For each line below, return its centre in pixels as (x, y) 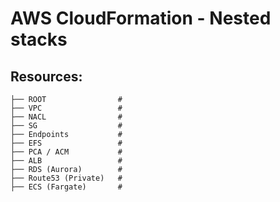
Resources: (46, 76)
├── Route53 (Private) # (66, 178)
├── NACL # (66, 117)
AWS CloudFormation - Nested (141, 18)
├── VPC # (66, 108)
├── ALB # (66, 161)
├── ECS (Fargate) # (66, 187)
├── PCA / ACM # (66, 152)
